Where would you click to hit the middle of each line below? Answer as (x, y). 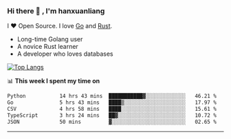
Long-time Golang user (50, 39)
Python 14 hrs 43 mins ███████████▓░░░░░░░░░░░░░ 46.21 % (112, 96)
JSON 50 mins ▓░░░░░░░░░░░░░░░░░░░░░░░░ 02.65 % (112, 122)
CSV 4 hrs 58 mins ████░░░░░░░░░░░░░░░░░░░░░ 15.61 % (112, 109)
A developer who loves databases (65, 54)
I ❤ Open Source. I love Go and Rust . (60, 26)
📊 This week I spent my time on (54, 81)
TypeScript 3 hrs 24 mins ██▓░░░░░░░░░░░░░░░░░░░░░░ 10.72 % (112, 115)
